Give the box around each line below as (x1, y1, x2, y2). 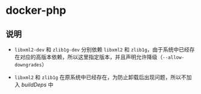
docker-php (5, 4, 66, 17)
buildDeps (21, 81, 47, 88)
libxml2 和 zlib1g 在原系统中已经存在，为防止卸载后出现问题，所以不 (14, 74, 187, 81)
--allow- (162, 54, 185, 60)
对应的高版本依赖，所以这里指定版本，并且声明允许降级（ (19, 53, 163, 60)
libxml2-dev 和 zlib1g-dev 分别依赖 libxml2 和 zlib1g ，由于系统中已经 (14, 46, 190, 53)
